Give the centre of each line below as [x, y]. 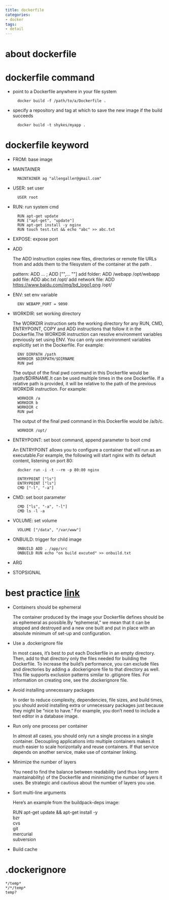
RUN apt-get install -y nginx [49, 225]
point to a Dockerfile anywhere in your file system [64, 92]
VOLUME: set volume [35, 521]
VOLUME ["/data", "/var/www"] [49, 530]
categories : [18, 15]
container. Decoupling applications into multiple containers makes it [83, 742]
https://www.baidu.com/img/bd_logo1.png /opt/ [62, 285]
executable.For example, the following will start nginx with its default [84, 455]
